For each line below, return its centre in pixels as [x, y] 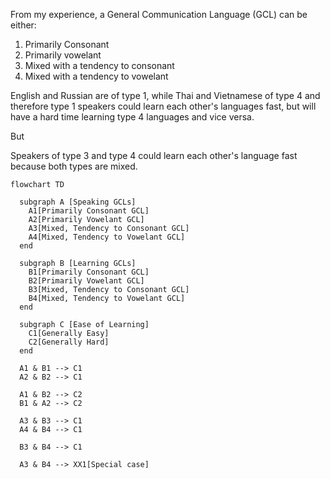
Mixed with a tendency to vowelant [96, 76]
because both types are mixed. [74, 166]
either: [23, 25]
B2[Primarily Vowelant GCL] [86, 281]
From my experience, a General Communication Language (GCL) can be [159, 14]
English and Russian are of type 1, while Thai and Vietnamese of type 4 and [165, 95]
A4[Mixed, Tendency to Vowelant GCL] [107, 237]
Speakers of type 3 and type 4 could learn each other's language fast [154, 155]
